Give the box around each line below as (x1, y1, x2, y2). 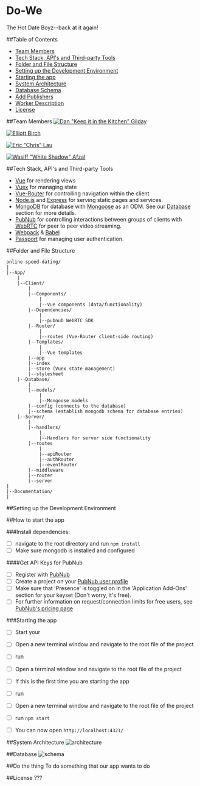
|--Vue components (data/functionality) (38, 301, 143, 308)
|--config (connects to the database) (28, 403, 126, 409)
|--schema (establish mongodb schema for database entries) (28, 408, 184, 414)
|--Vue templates (38, 349, 83, 356)
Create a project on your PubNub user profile (15, 578, 128, 585)
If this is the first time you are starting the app (15, 677, 129, 685)
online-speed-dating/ (6, 259, 61, 265)
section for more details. (15, 209, 77, 217)
